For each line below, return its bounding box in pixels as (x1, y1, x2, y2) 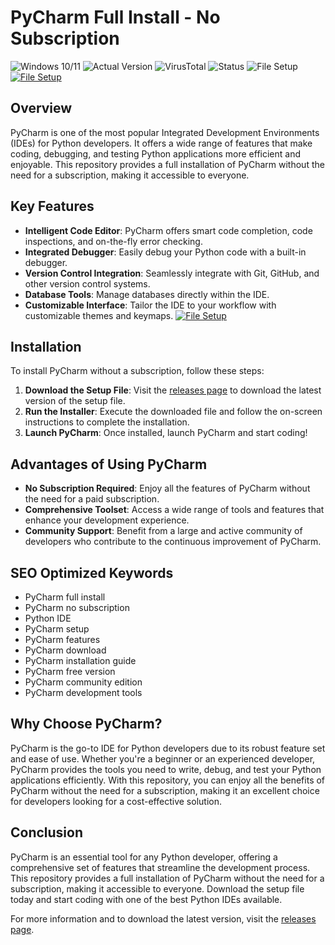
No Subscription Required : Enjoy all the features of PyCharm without (24, 482, 311, 495)
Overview (10, 100, 73, 117)
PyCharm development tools (24, 687, 143, 698)
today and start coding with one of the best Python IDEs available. (10, 893, 283, 905)
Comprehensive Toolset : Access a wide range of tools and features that (24, 504, 325, 516)
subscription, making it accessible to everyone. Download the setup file (10, 882, 305, 895)
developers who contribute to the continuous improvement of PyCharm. (24, 536, 322, 548)
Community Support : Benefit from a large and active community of (24, 525, 303, 537)
